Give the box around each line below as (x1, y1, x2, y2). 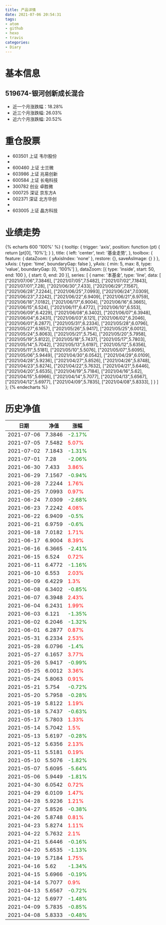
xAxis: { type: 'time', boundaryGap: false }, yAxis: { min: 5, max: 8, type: (5, 261, 152, 267)
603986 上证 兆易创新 (12, 171, 58, 177)
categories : (5, 40, 30, 45)
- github (5, 26, 23, 31)
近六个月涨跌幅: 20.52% (12, 116, 62, 122)
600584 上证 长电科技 (12, 177, 58, 183)
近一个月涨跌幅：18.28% (12, 103, 63, 109)
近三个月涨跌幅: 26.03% (12, 110, 62, 116)
